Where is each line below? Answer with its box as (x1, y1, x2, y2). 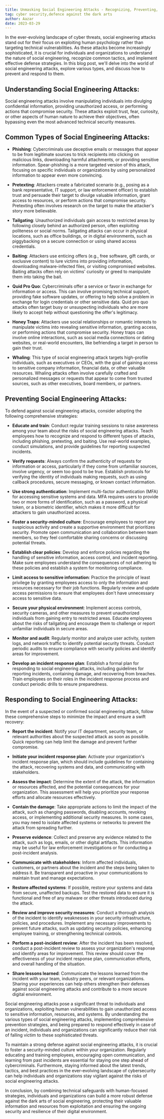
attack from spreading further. (12, 825, 73, 830)
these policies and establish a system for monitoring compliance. (12, 565, 143, 571)
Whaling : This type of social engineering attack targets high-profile (12, 354, 148, 360)
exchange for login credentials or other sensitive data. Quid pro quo (12, 299, 148, 305)
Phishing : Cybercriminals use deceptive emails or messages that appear (12, 146, 159, 152)
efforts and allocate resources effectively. (12, 794, 96, 800)
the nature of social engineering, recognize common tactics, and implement (5, 55, 158, 61)
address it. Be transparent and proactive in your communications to (12, 870, 148, 876)
